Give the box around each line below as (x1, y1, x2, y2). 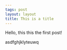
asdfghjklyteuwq (5, 39, 39, 45)
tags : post (5, 7, 28, 12)
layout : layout (5, 12, 36, 17)
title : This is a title (5, 16, 54, 21)
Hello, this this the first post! (5, 30, 63, 36)
